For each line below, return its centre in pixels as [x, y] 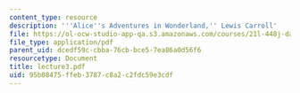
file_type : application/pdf [62, 42]
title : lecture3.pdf [48, 67]
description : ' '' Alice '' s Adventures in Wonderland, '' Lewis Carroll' [143, 26]
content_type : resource [54, 17]
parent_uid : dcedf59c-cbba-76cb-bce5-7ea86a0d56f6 [105, 50]
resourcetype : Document [54, 58]
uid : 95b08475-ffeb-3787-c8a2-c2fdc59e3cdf [92, 75]
